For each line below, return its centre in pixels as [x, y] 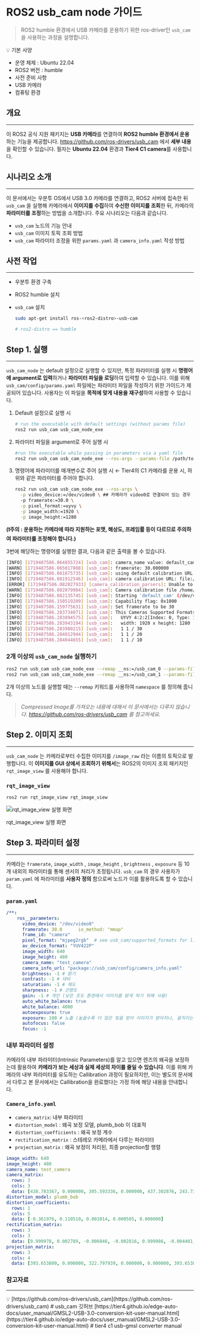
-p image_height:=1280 [49, 517]
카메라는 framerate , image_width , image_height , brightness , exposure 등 [95, 863]
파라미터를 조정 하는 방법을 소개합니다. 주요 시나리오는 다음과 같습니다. [87, 213]
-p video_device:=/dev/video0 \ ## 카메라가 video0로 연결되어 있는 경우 [106, 495]
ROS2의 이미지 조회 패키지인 [155, 763]
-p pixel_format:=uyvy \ [51, 506]
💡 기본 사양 [19, 50]
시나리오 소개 [29, 177]
